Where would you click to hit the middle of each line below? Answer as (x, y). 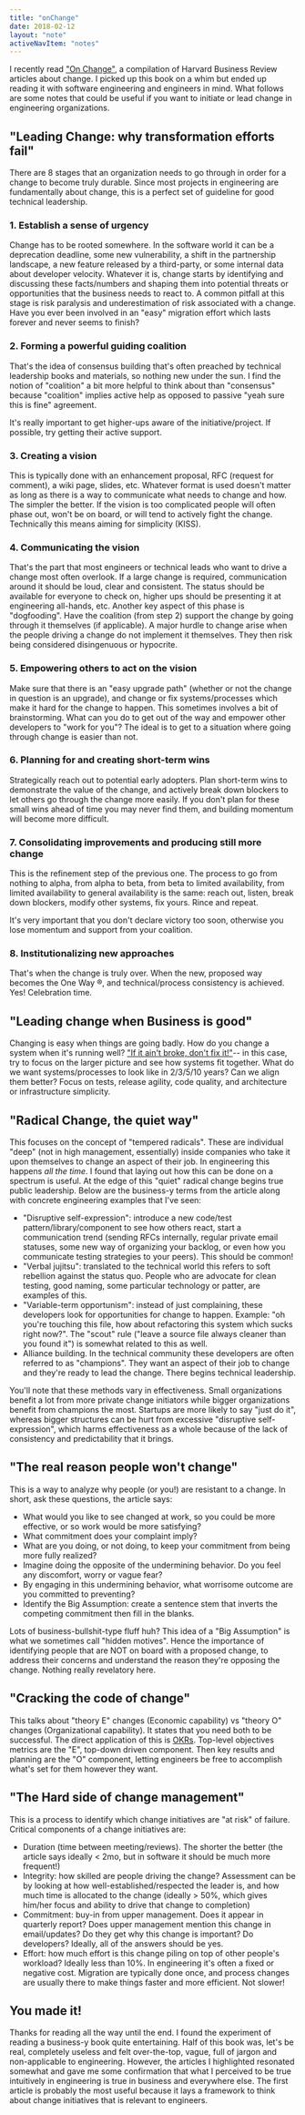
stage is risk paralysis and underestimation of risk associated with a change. (152, 303)
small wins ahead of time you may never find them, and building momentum (152, 809)
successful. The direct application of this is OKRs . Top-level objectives (142, 1740)
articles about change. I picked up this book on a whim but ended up (138, 79)
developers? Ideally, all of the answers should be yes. (123, 1943)
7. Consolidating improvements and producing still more (136, 842)
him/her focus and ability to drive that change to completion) (136, 1905)
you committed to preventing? (79, 1594)
